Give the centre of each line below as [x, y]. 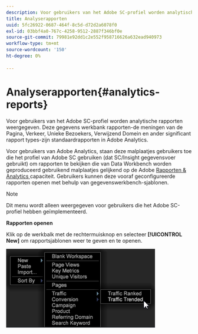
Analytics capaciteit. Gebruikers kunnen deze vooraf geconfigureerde [91, 176]
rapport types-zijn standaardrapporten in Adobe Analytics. [77, 140]
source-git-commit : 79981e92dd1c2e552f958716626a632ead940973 [84, 37]
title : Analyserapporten [37, 19]
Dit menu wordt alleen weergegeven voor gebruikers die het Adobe [88, 205]
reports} [27, 105]
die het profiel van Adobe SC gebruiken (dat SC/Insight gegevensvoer [91, 157]
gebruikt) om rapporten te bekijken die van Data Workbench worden [89, 163]
